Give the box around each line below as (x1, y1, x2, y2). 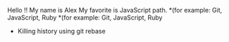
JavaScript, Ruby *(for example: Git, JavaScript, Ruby (7, 13, 163, 22)
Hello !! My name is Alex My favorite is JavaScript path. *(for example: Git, (7, 6, 223, 14)
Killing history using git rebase (17, 27, 106, 35)
